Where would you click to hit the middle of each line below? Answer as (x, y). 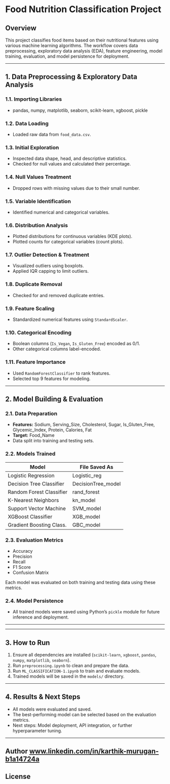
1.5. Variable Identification (38, 201)
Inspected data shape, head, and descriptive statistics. (70, 158)
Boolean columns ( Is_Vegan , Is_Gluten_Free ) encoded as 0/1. (76, 344)
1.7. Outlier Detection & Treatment (47, 255)
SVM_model (87, 508)
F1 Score (22, 567)
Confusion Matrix (31, 572)
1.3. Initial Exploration (32, 147)
